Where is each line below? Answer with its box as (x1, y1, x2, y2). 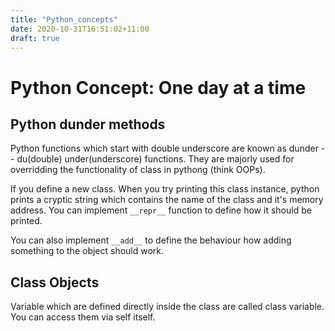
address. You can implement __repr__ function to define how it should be (10, 204, 312, 216)
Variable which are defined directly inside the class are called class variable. (10, 301, 325, 313)
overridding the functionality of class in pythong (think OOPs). (10, 164, 266, 176)
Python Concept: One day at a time (10, 76, 307, 99)
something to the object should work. (10, 245, 165, 257)
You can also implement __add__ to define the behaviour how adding (10, 234, 292, 246)
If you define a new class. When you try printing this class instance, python (10, 183, 320, 195)
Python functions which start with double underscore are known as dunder (10, 142, 319, 155)
